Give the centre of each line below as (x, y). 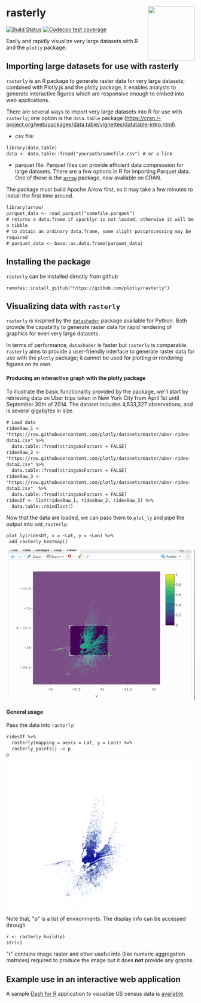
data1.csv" (20, 440)
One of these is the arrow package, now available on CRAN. (88, 178)
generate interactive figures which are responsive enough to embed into (95, 94)
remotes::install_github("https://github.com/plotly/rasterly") (88, 288)
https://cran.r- (143, 118)
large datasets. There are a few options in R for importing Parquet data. (102, 171)
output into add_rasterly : (37, 524)
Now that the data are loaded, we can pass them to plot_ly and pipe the (95, 517)
